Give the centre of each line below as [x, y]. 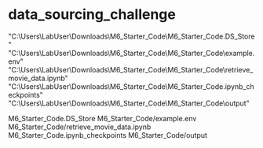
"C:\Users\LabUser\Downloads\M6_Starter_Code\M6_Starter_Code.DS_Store [131, 36]
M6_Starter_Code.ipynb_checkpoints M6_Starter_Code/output [108, 135]
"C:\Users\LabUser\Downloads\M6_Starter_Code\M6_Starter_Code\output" [129, 103]
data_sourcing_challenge [92, 15]
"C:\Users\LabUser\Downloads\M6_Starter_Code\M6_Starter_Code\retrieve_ [131, 69]
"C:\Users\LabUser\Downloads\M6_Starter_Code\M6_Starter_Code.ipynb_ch [131, 86]
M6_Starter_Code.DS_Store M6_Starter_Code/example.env [102, 118]
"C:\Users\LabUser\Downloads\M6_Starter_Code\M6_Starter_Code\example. [131, 53]
